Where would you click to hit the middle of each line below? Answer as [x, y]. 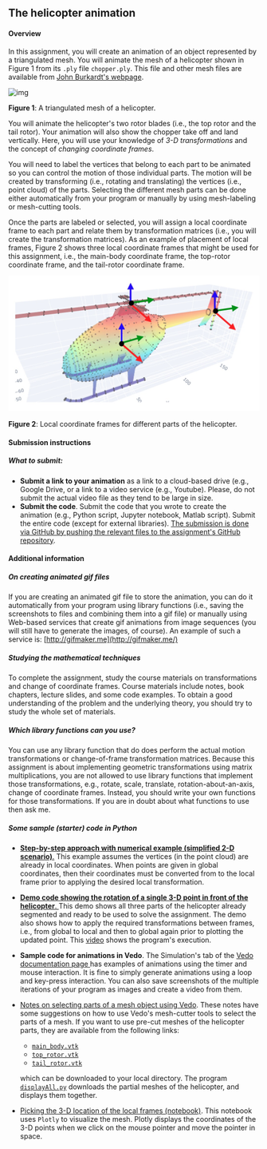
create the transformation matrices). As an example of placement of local [128, 239]
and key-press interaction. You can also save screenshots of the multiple [139, 981]
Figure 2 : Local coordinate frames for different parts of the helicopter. [123, 424]
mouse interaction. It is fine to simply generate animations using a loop [136, 972]
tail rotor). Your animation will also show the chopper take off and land [124, 132]
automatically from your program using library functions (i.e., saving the [126, 606]
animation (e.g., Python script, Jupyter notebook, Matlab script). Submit [137, 515]
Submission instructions [50, 442]
